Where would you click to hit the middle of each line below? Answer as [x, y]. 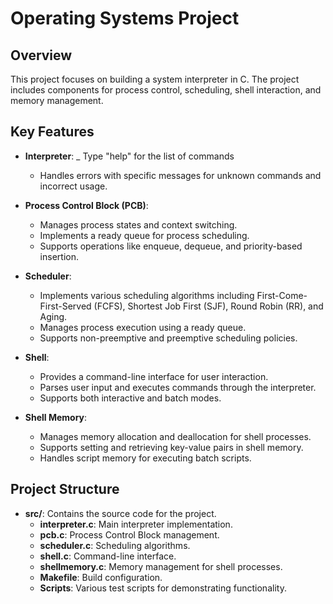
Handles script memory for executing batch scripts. [145, 458]
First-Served [65, 306]
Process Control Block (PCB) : [86, 205]
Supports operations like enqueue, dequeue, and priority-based [171, 246]
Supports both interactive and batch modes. [130, 398]
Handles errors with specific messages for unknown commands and [180, 175]
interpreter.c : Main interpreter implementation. [136, 524]
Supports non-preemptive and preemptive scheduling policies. [168, 338]
